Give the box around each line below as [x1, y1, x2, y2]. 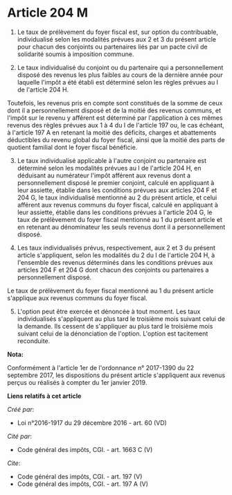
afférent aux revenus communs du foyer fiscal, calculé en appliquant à [17, 200, 218, 209]
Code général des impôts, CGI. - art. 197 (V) [17, 472, 143, 480]
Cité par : [7, 432, 33, 440]
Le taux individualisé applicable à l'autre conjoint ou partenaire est [17, 156, 206, 164]
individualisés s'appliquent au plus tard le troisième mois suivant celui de [17, 314, 225, 323]
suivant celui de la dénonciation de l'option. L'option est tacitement [17, 329, 208, 338]
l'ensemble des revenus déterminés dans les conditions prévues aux [17, 258, 213, 266]
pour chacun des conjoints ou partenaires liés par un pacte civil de [17, 42, 208, 51]
